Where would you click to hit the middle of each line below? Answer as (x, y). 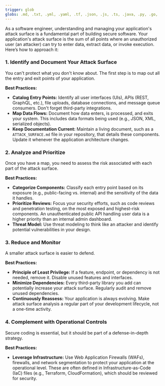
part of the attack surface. (32, 168)
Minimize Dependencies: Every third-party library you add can (77, 283)
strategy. (14, 338)
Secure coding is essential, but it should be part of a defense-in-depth (77, 333)
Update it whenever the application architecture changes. (71, 140)
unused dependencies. (36, 293)
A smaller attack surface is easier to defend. (50, 253)
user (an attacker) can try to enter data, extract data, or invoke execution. (80, 44)
